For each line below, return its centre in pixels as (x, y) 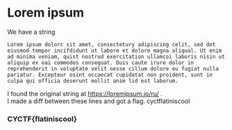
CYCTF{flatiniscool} (42, 119)
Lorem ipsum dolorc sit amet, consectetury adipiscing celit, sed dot (111, 44)
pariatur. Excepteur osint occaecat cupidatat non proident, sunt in (110, 75)
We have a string (31, 32)
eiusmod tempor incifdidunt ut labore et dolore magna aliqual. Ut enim (115, 50)
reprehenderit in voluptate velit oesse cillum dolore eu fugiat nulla (113, 68)
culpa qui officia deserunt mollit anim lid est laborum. (93, 81)
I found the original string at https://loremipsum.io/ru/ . (85, 93)
